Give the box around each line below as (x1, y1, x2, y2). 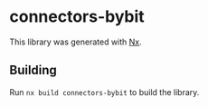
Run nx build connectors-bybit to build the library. (9, 86, 200, 97)
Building (9, 63, 57, 78)
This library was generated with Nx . (9, 36, 142, 47)
